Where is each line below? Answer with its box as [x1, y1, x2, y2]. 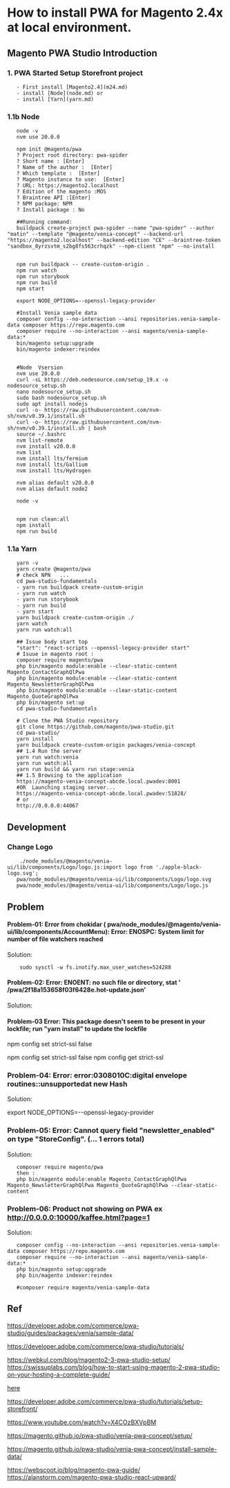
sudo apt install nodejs [16, 401, 88, 408]
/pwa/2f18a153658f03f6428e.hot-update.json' [7, 986, 146, 994]
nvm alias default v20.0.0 [16, 480, 95, 487]
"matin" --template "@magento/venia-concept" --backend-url [7, 231, 184, 238]
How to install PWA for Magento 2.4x [7, 5, 223, 21]
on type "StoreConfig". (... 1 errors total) [7, 1134, 145, 1144]
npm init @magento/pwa [16, 146, 82, 153]
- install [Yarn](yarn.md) [16, 96, 95, 103]
